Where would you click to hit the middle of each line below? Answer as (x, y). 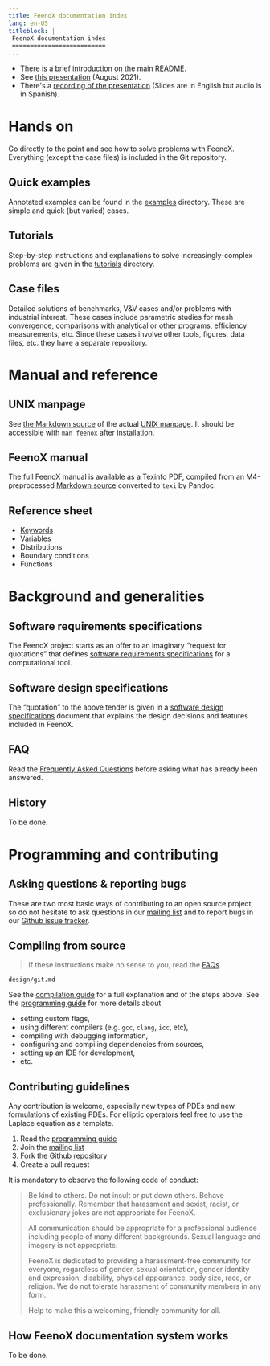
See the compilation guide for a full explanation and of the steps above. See (134, 995)
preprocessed (31, 485)
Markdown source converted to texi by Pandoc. (136, 485)
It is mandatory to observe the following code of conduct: (104, 1180)
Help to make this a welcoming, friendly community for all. (124, 1311)
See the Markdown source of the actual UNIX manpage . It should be (121, 423)
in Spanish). (40, 94)
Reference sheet (51, 511)
